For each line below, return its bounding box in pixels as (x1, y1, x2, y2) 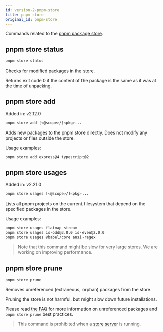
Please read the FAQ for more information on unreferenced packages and (5, 306, 157, 312)
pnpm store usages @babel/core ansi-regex (5, 235, 96, 240)
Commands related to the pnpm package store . (5, 31, 103, 37)
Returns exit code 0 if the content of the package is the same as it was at (5, 78, 157, 84)
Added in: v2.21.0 (5, 182, 42, 188)
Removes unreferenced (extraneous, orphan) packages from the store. (5, 286, 152, 292)
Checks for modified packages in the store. (5, 68, 95, 74)
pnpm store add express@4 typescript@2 (5, 154, 89, 159)
